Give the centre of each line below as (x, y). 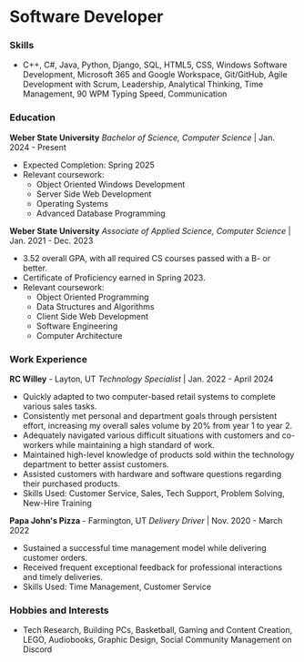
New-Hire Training (57, 504)
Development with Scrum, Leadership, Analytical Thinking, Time (143, 85)
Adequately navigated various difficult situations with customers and (151, 435)
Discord (37, 649)
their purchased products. (71, 484)
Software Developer (86, 17)
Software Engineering (77, 326)
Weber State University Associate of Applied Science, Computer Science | (150, 230)
